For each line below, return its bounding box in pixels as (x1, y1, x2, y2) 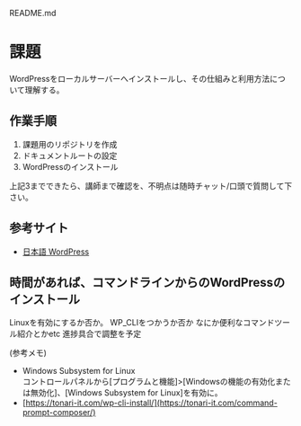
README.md (9, 8, 57, 18)
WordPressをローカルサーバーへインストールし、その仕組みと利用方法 (9, 73, 270, 84)
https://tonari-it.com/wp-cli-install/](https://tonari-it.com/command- (25, 397, 279, 408)
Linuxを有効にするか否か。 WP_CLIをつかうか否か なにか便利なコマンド (9, 317, 275, 328)
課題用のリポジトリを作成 (22, 138, 118, 149)
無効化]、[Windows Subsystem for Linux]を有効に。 (30, 387, 223, 398)
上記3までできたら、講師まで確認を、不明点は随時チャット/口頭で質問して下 (9, 180, 293, 191)
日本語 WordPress (22, 246, 90, 257)
